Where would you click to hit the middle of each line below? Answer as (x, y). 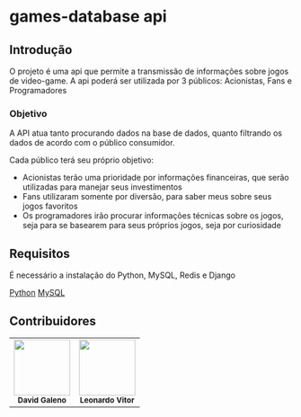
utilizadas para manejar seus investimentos (102, 187)
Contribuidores (53, 321)
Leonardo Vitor (107, 400)
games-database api (89, 17)
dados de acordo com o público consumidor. (92, 143)
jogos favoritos (50, 206)
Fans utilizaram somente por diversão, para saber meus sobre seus (147, 197)
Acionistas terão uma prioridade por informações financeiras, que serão (155, 178)
